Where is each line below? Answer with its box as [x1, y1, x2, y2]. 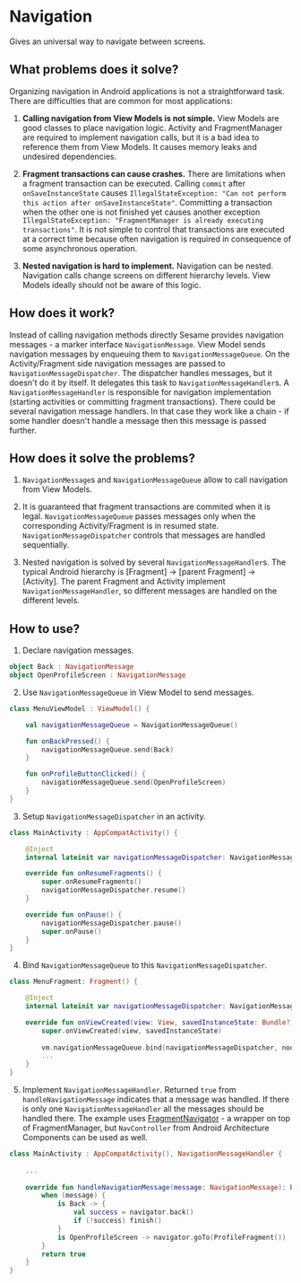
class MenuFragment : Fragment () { [9, 977, 139, 987]
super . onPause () [41, 927, 102, 936]
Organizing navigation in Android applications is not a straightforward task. [9, 85, 285, 96]
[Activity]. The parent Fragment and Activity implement [21, 576, 226, 587]
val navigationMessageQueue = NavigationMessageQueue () [25, 720, 239, 729]
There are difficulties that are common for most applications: [9, 95, 233, 106]
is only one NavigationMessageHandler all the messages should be [21, 1103, 264, 1114]
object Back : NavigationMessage [9, 663, 134, 672]
